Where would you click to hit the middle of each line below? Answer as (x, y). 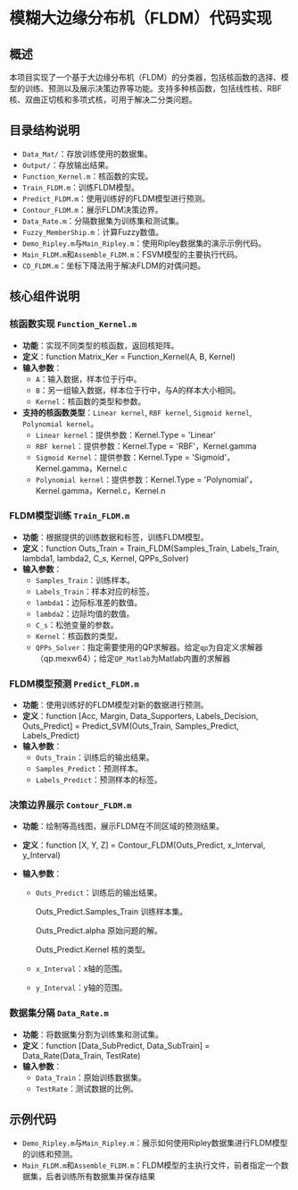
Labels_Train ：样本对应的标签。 (95, 591)
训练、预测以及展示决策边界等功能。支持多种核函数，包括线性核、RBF (153, 89)
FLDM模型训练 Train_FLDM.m (70, 516)
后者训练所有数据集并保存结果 (101, 1176)
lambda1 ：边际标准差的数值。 (89, 602)
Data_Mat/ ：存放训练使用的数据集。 (87, 154)
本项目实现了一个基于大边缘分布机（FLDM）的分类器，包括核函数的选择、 (145, 77)
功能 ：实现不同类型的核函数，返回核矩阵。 (100, 345)
